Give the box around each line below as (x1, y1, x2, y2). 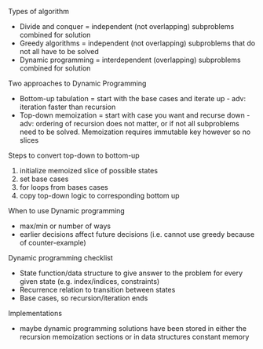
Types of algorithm (8, 7, 69, 16)
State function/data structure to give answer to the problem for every (19, 268, 243, 278)
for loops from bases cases (19, 183, 108, 191)
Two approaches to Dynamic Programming (8, 78, 147, 88)
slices (19, 136, 39, 144)
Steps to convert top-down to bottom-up (8, 151, 140, 160)
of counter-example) (19, 238, 86, 247)
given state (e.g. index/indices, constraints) (19, 277, 160, 285)
